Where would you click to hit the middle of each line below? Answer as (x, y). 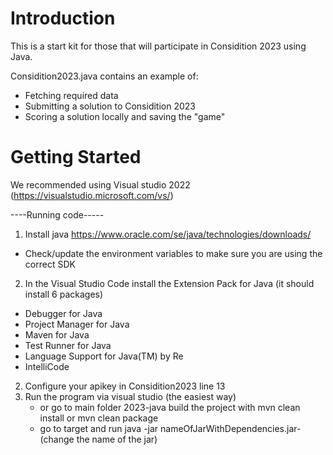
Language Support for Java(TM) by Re (104, 356)
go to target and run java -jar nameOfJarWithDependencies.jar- (170, 428)
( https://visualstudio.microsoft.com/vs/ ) (92, 195)
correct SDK (50, 264)
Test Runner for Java (68, 345)
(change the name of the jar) (98, 439)
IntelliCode (47, 366)
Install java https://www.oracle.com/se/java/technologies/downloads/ (168, 234)
